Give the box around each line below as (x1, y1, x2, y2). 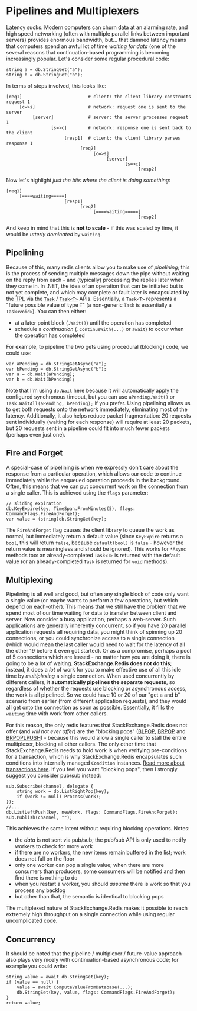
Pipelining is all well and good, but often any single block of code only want (6, 590, 189, 598)
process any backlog (14, 887, 66, 894)
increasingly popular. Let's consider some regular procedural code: (6, 55, 170, 62)
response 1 (6, 140, 33, 146)
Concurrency (6, 934, 56, 944)
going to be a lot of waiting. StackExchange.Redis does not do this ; (6, 660, 172, 667)
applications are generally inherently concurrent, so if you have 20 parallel (6, 622, 187, 629)
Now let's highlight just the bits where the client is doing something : (6, 176, 171, 184)
